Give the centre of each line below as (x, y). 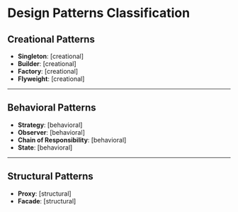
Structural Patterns (50, 176)
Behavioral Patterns (52, 108)
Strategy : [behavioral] (50, 125)
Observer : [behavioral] (51, 132)
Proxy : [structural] (45, 194)
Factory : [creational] (48, 71)
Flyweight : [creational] (51, 79)
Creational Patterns (51, 39)
